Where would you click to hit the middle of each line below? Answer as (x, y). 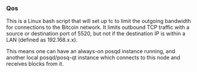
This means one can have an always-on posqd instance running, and (91, 51)
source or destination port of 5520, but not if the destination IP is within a (96, 34)
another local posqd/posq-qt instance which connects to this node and (93, 58)
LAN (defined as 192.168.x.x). (42, 40)
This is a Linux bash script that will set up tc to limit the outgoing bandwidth (99, 21)
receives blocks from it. (35, 64)
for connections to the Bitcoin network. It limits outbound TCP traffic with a (98, 27)
